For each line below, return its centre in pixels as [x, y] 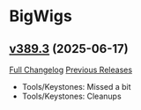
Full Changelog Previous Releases [71, 70]
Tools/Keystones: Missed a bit [76, 87]
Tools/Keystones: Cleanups [71, 96]
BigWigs [41, 16]
